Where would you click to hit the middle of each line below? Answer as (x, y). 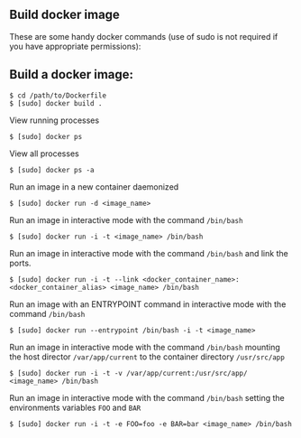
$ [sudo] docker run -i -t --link (74, 279)
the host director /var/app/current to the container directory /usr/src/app (147, 357)
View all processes (44, 154)
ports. (20, 263)
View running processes (55, 120)
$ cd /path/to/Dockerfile (58, 95)
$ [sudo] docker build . (56, 103)
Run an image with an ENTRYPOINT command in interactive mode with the (148, 304)
